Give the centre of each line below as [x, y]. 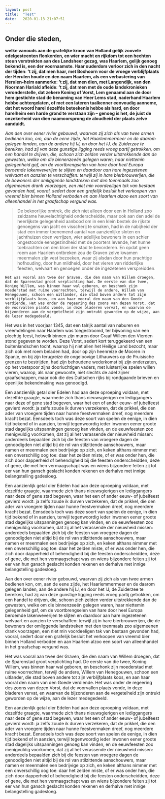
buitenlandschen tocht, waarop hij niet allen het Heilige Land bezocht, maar [82, 346]
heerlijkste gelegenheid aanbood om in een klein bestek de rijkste [84, 222]
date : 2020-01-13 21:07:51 [35, 19]
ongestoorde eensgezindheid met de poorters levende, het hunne [84, 242]
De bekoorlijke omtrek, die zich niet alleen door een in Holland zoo [84, 211]
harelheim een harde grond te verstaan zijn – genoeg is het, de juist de [78, 113]
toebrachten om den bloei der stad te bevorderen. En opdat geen [83, 248]
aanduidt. [15, 124]
